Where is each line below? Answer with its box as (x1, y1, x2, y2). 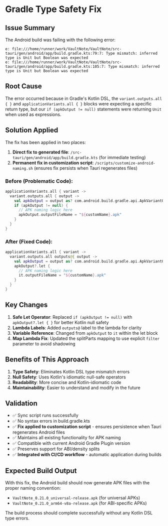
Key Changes (5, 301, 48, 309)
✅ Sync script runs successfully (12, 413, 78, 419)
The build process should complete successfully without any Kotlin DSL (5, 510, 153, 516)
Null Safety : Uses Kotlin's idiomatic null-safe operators (12, 374, 126, 380)
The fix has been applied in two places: (5, 139, 86, 145)
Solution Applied (5, 126, 58, 135)
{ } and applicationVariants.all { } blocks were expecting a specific (5, 100, 152, 106)
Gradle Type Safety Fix (5, 4, 102, 15)
